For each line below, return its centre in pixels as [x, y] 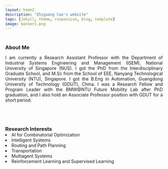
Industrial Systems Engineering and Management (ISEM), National [84, 63]
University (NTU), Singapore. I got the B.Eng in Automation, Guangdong [84, 79]
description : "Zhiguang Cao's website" [47, 14]
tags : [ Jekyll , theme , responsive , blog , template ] [60, 19]
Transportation [27, 151]
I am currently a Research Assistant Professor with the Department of [84, 57]
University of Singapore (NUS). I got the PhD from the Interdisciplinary [84, 68]
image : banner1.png [25, 24]
